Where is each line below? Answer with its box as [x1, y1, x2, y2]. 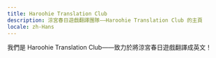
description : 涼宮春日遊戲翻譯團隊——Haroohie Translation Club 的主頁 [7, 17, 203, 24]
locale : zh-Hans [7, 23, 54, 30]
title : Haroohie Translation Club [7, 10, 108, 17]
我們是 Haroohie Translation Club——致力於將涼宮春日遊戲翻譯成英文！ [7, 43, 213, 52]
